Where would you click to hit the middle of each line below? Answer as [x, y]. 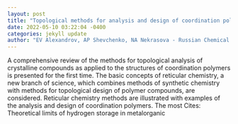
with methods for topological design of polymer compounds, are [101, 91]
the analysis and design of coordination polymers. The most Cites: [104, 106]
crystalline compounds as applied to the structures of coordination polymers [119, 68]
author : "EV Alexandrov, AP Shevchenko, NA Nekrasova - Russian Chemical [119, 40]
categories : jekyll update [47, 34]
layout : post [27, 14]
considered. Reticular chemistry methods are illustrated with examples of [114, 98]
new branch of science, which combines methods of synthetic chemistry [114, 83]
